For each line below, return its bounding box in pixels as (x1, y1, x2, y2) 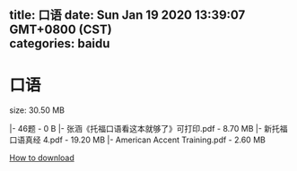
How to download (9, 152, 74, 163)
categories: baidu (9, 36, 110, 51)
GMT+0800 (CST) (9, 22, 112, 38)
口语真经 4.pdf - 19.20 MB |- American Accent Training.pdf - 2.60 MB (9, 134, 266, 145)
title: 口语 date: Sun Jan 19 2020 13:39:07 (9, 7, 246, 23)
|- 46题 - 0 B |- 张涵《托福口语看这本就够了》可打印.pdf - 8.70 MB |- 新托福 (9, 124, 289, 134)
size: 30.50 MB (9, 105, 66, 115)
